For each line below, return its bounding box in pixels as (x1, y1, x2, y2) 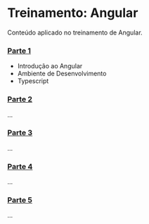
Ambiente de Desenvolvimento (17, 69, 107, 78)
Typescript (17, 77, 49, 85)
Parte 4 (7, 161, 33, 171)
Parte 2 (7, 94, 33, 104)
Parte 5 (7, 195, 33, 205)
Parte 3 (7, 128, 33, 138)
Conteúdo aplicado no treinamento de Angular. (7, 28, 143, 37)
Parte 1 (7, 46, 32, 56)
